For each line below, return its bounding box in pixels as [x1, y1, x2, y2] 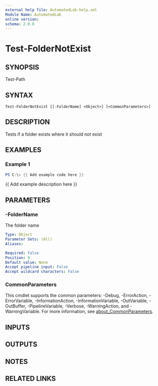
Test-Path [5, 76, 25, 82]
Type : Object [5, 232, 32, 237]
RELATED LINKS [5, 374, 56, 382]
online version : [5, 17, 39, 22]
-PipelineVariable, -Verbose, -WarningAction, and [27, 303, 129, 309]
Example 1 [5, 161, 30, 168]
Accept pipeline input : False [5, 264, 68, 269]
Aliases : [5, 241, 23, 246]
